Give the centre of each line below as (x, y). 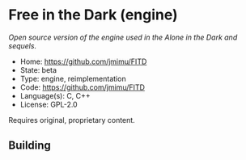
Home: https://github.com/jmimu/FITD (83, 61)
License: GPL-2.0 (49, 104)
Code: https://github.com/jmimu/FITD (83, 87)
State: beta (38, 69)
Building (30, 146)
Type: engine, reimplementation (73, 78)
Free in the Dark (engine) (93, 15)
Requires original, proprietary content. (72, 120)
